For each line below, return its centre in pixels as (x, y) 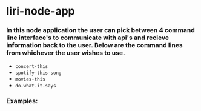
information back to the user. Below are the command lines (94, 45)
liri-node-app (41, 11)
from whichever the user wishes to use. (66, 53)
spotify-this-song (38, 73)
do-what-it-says (35, 86)
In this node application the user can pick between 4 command (100, 30)
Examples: (22, 101)
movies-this (30, 79)
